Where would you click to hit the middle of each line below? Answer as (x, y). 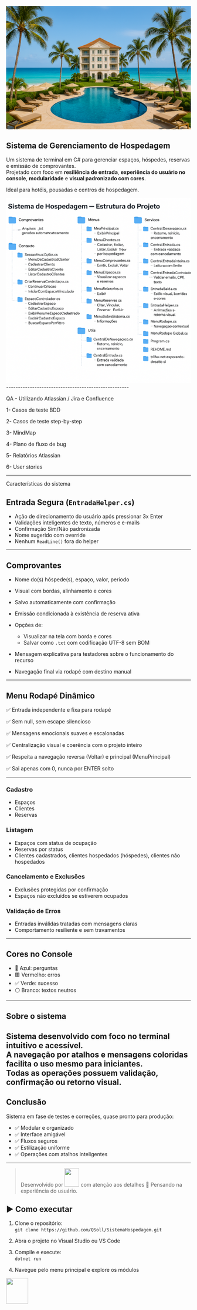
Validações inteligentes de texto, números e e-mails (77, 523)
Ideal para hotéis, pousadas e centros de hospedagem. (73, 190)
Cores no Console (39, 954)
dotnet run (28, 1259)
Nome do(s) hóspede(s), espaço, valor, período (72, 580)
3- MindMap (21, 433)
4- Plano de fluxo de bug (36, 444)
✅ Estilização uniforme (42, 1147)
